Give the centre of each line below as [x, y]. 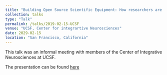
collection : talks [24, 14]
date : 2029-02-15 [23, 33]
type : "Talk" [19, 19]
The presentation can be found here [42, 67]
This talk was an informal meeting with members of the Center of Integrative [84, 52]
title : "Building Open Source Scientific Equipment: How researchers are [84, 10]
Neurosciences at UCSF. [30, 57]
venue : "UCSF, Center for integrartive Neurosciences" [63, 28]
